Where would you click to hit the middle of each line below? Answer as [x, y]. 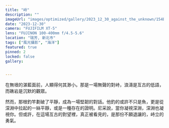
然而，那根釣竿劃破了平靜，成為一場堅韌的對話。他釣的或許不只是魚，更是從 [84, 102]
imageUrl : [16, 19]
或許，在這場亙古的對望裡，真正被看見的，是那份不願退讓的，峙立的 [93, 114]
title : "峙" [17, 10]
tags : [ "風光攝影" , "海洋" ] [32, 43]
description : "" [22, 15]
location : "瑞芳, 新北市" [30, 38]
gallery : [14, 61]
